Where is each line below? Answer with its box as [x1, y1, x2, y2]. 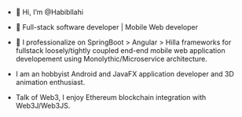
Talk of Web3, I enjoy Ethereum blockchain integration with [15, 93, 207, 101]
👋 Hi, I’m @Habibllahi [15, 8, 84, 16]
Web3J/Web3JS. [15, 101, 71, 110]
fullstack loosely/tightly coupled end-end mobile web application [15, 46, 225, 55]
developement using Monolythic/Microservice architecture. [15, 55, 208, 63]
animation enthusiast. [15, 78, 86, 87]
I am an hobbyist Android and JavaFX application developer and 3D [15, 69, 234, 78]
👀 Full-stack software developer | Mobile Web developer [15, 23, 199, 31]
